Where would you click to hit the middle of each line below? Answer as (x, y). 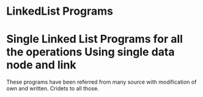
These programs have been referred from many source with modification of (102, 82)
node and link (41, 65)
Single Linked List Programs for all (95, 39)
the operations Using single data (90, 52)
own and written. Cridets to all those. (53, 88)
